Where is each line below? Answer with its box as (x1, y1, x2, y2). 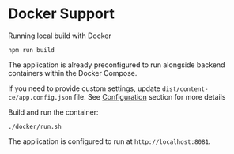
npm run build (8, 46, 55, 54)
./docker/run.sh (8, 122, 62, 130)
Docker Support (8, 5, 115, 23)
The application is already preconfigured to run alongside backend (8, 60, 225, 69)
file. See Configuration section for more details (74, 92, 226, 101)
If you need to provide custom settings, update (8, 84, 160, 93)
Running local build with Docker (8, 31, 112, 40)
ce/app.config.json (8, 93, 73, 101)
